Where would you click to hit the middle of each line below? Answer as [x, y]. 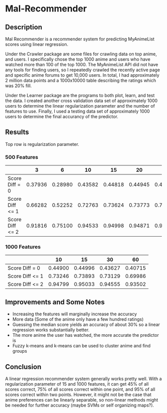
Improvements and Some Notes [55, 302]
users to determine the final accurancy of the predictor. [62, 117]
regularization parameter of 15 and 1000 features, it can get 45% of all [77, 384]
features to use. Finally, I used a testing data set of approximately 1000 [78, 111]
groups [20, 351]
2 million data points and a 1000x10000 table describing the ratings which [81, 80]
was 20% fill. [19, 86]
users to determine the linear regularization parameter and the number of [80, 106]
